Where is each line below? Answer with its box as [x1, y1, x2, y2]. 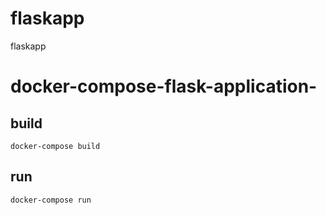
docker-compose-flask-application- [10, 75, 318, 98]
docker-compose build [10, 141, 101, 151]
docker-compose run [10, 195, 92, 205]
